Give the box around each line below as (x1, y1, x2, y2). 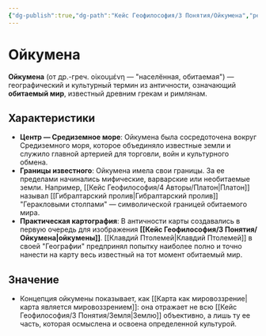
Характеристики (8, 111, 96, 125)
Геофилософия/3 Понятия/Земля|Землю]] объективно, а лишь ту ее (19, 311, 251, 320)
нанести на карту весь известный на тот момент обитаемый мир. (19, 250, 243, 259)
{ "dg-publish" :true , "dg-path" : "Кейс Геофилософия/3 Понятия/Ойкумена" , (8, 11, 249, 20)
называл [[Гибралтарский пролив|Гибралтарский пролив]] (19, 191, 218, 201)
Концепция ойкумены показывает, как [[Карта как (19, 294, 190, 304)
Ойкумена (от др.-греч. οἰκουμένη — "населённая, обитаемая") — (8, 72, 235, 81)
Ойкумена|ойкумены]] (19, 233, 101, 243)
